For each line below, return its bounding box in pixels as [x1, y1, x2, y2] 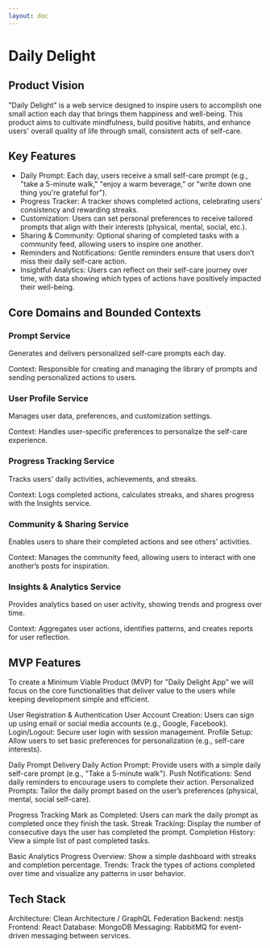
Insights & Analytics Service [8, 581, 122, 592]
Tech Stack [8, 892, 66, 906]
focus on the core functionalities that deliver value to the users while [8, 686, 236, 696]
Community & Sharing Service [8, 518, 129, 529]
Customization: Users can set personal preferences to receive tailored [19, 213, 253, 223]
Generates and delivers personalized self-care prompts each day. [8, 348, 226, 358]
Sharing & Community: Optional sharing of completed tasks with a [19, 231, 239, 241]
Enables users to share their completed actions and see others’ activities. [8, 537, 251, 546]
